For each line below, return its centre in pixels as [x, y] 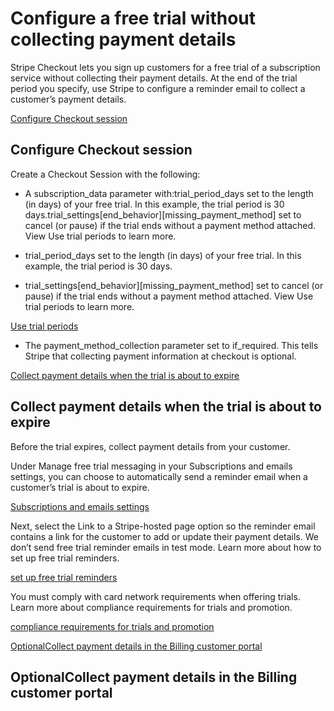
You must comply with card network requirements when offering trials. [155, 596]
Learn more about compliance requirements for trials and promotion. [151, 607]
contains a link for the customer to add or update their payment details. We [164, 536]
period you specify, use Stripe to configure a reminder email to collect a [158, 88]
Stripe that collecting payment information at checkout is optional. [160, 356]
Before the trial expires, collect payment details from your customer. [150, 446]
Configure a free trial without [133, 18]
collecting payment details [123, 39]
